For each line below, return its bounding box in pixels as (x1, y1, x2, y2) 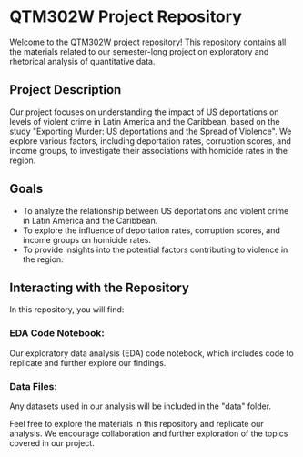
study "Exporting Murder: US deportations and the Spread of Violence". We (9, 126, 292, 137)
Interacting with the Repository (9, 279, 189, 295)
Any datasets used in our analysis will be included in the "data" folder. (9, 401, 271, 411)
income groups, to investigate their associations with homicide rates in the (9, 145, 288, 156)
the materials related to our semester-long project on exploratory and (9, 46, 269, 56)
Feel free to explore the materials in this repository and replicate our (9, 418, 264, 429)
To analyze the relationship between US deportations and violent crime (22, 205, 289, 216)
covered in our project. (9, 437, 96, 448)
